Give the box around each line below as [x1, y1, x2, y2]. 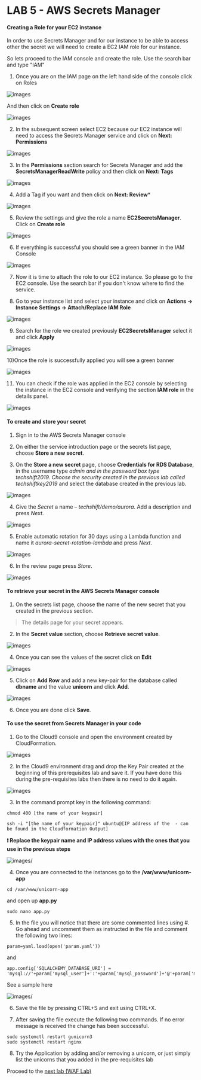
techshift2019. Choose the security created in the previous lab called [15, 473, 185, 480]
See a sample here [7, 981, 53, 988]
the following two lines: [15, 932, 73, 939]
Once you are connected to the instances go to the [15, 869, 141, 875]
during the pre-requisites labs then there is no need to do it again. [15, 775, 178, 783]
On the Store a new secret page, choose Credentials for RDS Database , [15, 461, 194, 468]
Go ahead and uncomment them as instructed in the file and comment [15, 926, 188, 932]
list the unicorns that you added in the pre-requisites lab [15, 1056, 154, 1063]
